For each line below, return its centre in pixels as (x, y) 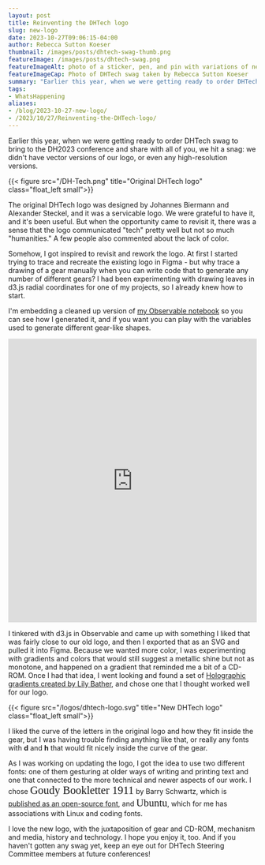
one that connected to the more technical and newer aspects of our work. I (130, 780)
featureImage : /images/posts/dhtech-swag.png (84, 60)
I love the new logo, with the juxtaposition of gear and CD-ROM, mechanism (132, 829)
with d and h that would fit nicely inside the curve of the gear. (108, 747)
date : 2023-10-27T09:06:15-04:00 (63, 37)
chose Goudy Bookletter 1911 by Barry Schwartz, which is (118, 790)
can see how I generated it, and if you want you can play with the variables (130, 319)
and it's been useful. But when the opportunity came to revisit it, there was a (132, 221)
